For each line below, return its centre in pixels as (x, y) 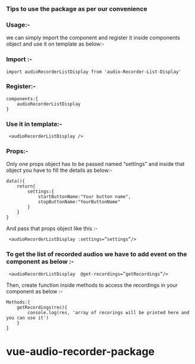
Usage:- (18, 24)
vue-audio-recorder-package (81, 351)
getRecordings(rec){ (42, 307)
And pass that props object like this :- (52, 229)
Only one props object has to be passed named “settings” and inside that (95, 164)
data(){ (16, 181)
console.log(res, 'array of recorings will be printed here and (108, 312)
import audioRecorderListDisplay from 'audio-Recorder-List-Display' (94, 72)
